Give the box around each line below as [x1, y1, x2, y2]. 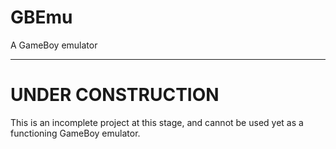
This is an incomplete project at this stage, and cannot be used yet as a [10, 116, 304, 128]
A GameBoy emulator [10, 39, 98, 51]
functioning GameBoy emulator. [10, 127, 141, 139]
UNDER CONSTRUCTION [10, 84, 220, 106]
